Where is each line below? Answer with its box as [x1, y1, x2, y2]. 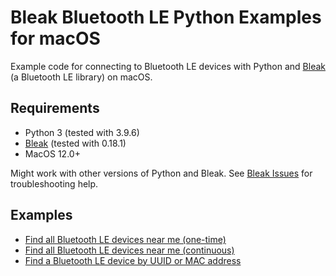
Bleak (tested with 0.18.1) [24, 137, 127, 149]
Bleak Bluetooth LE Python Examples [10, 6, 322, 29]
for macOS [10, 27, 101, 50]
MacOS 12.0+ [24, 147, 81, 160]
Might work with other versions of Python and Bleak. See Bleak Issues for [10, 167, 313, 179]
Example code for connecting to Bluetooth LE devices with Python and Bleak [10, 60, 326, 72]
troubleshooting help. [10, 177, 99, 190]
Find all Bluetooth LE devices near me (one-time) [24, 233, 227, 245]
